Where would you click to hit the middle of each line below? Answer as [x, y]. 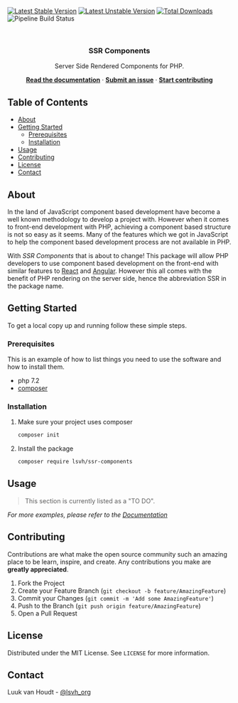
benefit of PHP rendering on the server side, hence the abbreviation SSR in [117, 278]
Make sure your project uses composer [75, 422]
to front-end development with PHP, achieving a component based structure [119, 227]
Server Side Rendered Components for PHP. [119, 66]
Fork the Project [41, 583]
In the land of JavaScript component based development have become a [114, 211]
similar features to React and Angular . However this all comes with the [110, 271]
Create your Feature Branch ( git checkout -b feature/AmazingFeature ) [122, 591]
